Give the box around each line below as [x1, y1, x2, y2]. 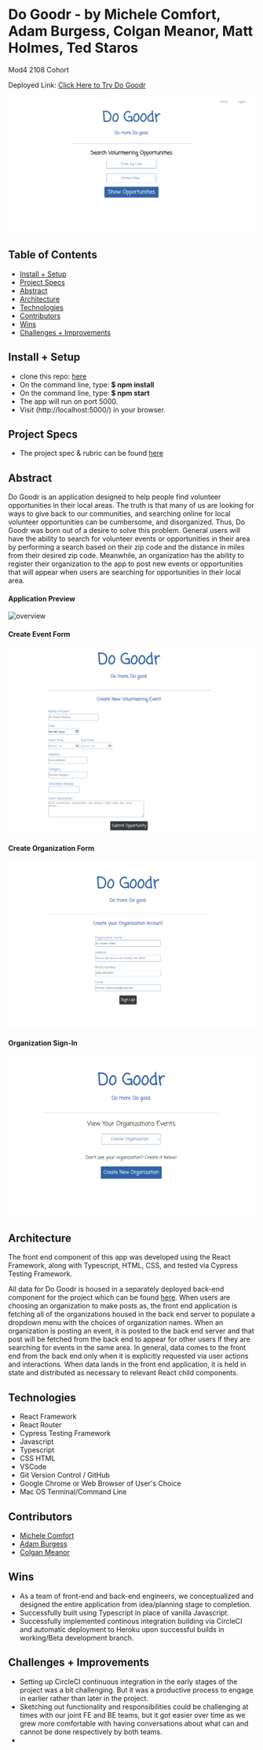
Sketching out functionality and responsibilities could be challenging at [19, 1702, 249, 1711]
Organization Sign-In [8, 1038, 79, 1048]
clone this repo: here [19, 372, 87, 381]
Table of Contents [8, 248, 98, 261]
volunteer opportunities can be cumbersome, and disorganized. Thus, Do [8, 517, 246, 527]
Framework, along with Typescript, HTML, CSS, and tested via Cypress [8, 1261, 238, 1271]
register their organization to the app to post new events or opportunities [8, 559, 243, 568]
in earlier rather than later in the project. [19, 1693, 149, 1703]
